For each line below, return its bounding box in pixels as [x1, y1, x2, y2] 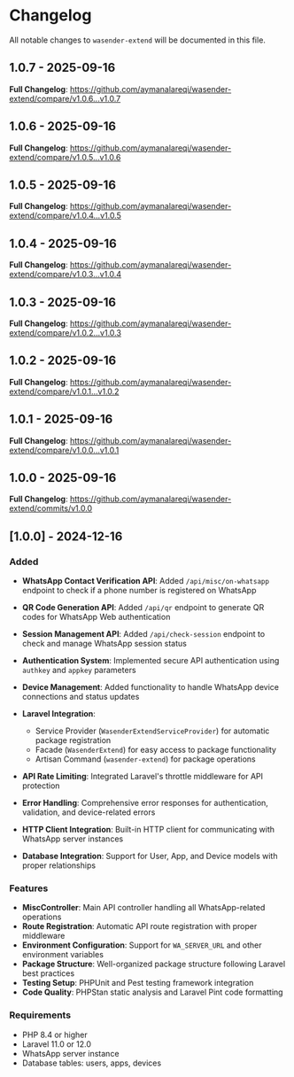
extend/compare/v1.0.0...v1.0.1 [9, 445, 120, 455]
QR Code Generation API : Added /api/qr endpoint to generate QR [21, 602, 265, 613]
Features [9, 882, 49, 895]
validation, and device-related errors [21, 807, 156, 817]
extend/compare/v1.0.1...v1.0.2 [9, 386, 120, 397]
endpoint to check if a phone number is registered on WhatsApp [21, 585, 257, 596]
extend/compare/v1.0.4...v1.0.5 [9, 210, 122, 221]
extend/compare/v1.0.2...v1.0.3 [9, 328, 122, 337]
